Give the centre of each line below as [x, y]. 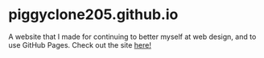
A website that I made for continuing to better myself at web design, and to [132, 37]
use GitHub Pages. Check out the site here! [80, 44]
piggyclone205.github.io [93, 15]
